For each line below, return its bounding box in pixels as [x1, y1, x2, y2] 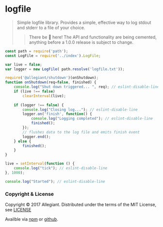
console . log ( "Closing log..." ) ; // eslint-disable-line [22, 107, 138, 112]
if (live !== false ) [14, 89, 55, 94]
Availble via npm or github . [5, 216, 58, 222]
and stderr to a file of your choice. [16, 24, 85, 30]
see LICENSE [5, 207, 32, 212]
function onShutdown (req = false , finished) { [5, 80, 97, 85]
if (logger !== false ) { [14, 102, 64, 108]
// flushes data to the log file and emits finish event [22, 130, 140, 134]
